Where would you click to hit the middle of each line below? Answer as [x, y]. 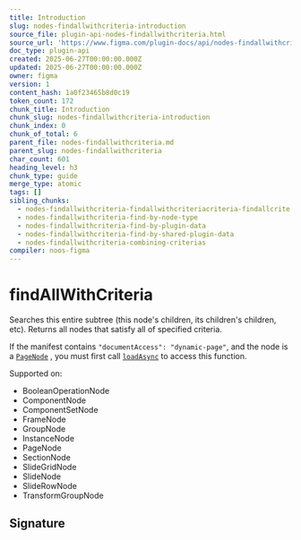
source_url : [31, 43]
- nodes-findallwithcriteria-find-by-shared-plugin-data [126, 234]
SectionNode [47, 458]
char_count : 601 [39, 159]
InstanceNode [48, 439]
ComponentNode [54, 400]
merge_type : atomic [46, 184]
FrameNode [44, 420]
